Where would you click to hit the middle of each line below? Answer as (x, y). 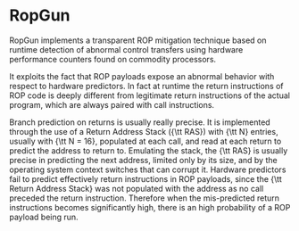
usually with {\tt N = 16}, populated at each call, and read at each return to (145, 141)
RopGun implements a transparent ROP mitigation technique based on (138, 40)
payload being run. (44, 217)
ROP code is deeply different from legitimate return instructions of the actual (149, 95)
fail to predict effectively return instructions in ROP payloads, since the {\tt (146, 178)
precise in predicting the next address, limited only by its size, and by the (144, 160)
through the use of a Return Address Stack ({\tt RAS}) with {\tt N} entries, (144, 131)
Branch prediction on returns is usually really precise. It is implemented (140, 122)
